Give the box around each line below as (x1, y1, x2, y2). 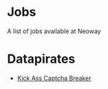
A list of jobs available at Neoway (7, 27, 101, 35)
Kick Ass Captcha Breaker (17, 74, 91, 82)
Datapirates (7, 51, 76, 67)
